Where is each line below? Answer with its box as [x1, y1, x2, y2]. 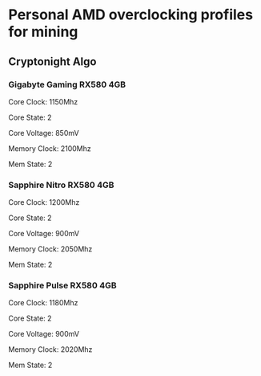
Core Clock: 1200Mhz [8, 198, 80, 207]
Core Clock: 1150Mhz [8, 96, 78, 106]
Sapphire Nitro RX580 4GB [8, 179, 114, 190]
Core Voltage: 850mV [8, 128, 79, 137]
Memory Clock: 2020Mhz [8, 345, 93, 354]
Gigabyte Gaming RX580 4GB [8, 79, 126, 90]
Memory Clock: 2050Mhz [8, 244, 93, 254]
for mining [8, 22, 78, 41]
